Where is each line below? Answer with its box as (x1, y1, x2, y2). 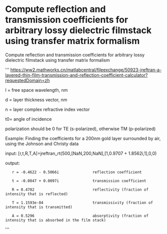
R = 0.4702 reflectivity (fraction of (11, 187, 149, 192)
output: (5, 160, 20, 166)
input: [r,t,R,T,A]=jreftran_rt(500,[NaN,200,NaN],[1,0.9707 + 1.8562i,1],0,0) (5, 150, 157, 156)
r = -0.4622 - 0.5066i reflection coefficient (11, 170, 142, 175)
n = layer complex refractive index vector (5, 106, 90, 112)
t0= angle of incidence (5, 116, 52, 122)
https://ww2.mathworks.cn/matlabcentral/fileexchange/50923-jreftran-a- (10, 66, 162, 73)
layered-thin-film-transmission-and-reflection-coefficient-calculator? (5, 72, 148, 78)
